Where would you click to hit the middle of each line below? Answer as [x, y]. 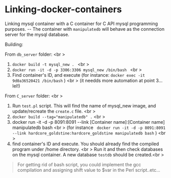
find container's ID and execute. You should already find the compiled [86, 144]
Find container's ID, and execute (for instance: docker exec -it [78, 75]
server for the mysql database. [37, 34]
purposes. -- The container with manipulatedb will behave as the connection [84, 29]
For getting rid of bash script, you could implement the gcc [79, 164]
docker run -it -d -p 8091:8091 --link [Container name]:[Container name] [89, 122]
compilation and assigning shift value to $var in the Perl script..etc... [89, 170]
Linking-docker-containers [63, 9]
